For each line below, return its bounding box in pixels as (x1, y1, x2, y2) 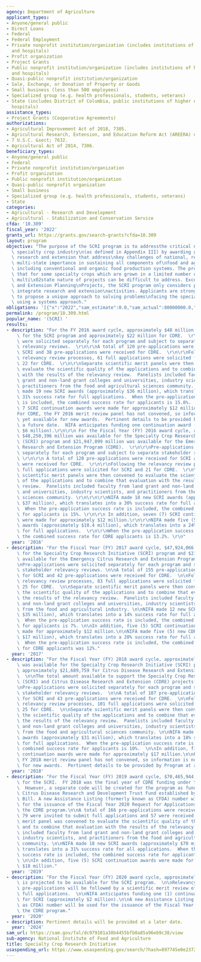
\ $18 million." (17, 863, 58, 869)
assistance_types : (6, 109, 52, 115)
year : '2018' (11, 768, 44, 774)
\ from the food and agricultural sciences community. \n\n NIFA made (17, 729, 194, 735)
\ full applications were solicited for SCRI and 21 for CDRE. (17, 467, 178, 473)
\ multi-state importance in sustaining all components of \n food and (11, 260, 188, 266)
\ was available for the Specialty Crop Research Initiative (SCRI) (17, 662, 191, 668)
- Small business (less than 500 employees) (6, 87, 119, 93)
